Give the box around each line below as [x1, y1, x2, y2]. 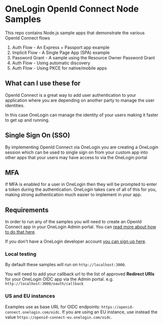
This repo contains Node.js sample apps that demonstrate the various [5, 30, 145, 36]
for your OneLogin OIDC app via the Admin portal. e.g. [5, 276, 114, 282]
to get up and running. [5, 117, 50, 123]
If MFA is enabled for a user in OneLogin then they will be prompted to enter [5, 181, 157, 187]
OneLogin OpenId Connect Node [5, 3, 139, 15]
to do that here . [5, 229, 36, 235]
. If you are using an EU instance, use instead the [59, 309, 158, 315]
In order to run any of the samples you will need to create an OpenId [5, 219, 142, 225]
